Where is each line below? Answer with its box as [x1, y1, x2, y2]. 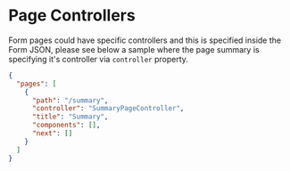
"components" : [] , [31, 121, 101, 130]
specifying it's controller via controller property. [8, 53, 189, 64]
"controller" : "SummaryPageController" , [31, 104, 185, 113]
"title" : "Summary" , [31, 112, 109, 121]
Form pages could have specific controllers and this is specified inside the [8, 35, 282, 45]
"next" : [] [31, 129, 73, 138]
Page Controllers [8, 5, 136, 26]
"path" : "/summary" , [31, 95, 109, 105]
